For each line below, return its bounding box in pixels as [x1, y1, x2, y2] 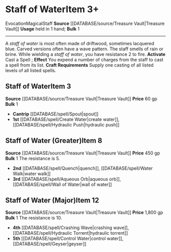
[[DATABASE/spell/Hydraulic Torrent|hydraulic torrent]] [12, 230, 128, 236]
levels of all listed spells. [5, 67, 56, 73]
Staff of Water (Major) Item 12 [5, 196, 99, 204]
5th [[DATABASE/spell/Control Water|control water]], [12, 235, 124, 242]
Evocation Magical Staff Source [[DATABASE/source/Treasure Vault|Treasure [5, 20, 165, 26]
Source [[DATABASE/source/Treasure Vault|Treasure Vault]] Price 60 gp [5, 96, 158, 102]
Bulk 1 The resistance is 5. [5, 155, 60, 161]
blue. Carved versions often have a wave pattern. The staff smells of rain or [5, 46, 164, 52]
